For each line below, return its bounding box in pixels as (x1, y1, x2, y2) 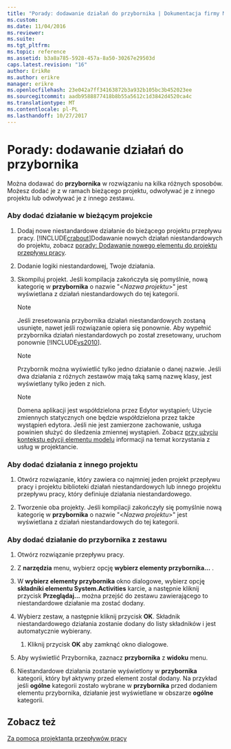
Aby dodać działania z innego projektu (7, 460, 138, 469)
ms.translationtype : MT (7, 100, 76, 107)
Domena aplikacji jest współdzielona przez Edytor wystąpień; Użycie (16, 406, 212, 414)
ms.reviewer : (7, 29, 45, 36)
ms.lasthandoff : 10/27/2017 (7, 112, 88, 119)
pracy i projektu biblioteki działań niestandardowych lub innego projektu (16, 482, 221, 491)
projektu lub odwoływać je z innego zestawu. (7, 194, 135, 202)
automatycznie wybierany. (16, 627, 92, 636)
